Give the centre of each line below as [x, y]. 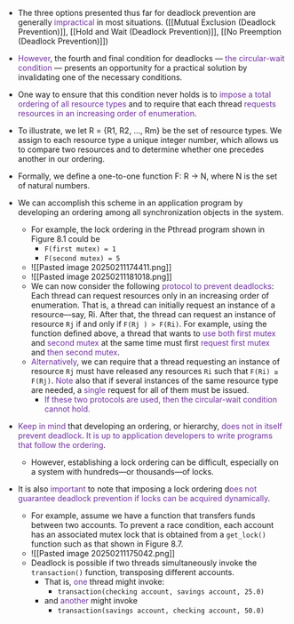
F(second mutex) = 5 [82, 259]
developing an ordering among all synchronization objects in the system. [151, 212]
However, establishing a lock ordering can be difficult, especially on [155, 462]
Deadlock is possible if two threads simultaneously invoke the [144, 563]
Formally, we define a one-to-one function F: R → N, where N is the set [147, 176]
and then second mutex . [75, 352]
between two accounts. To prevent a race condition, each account [152, 525]
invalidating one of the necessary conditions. [100, 77]
